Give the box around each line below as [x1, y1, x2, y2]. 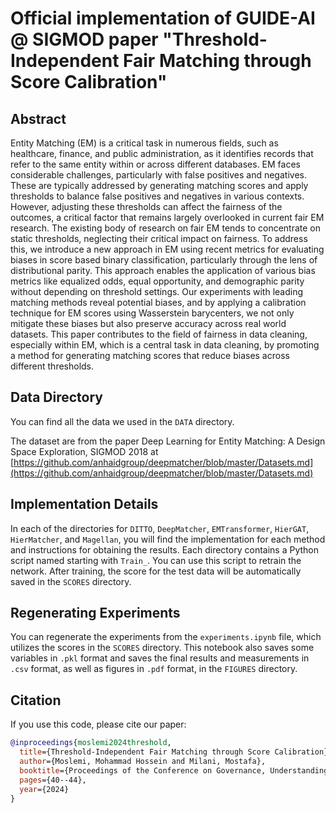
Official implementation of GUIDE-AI [10, 7, 316, 30]
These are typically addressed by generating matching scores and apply [10, 180, 309, 191]
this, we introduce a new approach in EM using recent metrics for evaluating [10, 243, 325, 255]
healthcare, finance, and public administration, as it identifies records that [10, 148, 314, 159]
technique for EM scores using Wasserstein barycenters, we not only [10, 307, 295, 319]
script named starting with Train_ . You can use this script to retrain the [10, 554, 302, 566]
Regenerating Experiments [10, 605, 181, 622]
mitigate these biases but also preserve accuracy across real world [10, 318, 287, 329]
